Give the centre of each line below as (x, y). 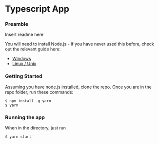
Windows (21, 59)
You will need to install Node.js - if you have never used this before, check (80, 44)
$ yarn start (18, 137)
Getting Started (24, 76)
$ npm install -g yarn (28, 101)
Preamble (17, 24)
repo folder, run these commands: (39, 92)
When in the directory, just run (36, 128)
